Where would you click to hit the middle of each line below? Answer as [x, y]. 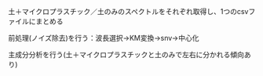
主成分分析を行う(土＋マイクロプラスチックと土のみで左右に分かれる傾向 [126, 54]
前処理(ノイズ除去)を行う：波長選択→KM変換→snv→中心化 [104, 38]
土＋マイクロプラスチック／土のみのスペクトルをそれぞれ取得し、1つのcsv [128, 11]
